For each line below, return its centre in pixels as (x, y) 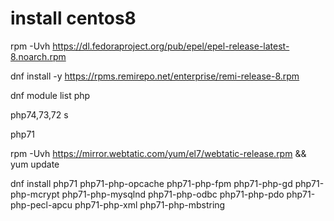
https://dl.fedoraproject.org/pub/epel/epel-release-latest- (171, 46)
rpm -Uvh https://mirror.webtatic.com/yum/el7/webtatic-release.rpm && (158, 153)
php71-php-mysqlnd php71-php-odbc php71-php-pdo (173, 194)
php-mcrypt (35, 194)
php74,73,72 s (39, 114)
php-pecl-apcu (41, 204)
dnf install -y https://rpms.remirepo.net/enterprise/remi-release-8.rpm (155, 76)
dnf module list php (50, 95)
